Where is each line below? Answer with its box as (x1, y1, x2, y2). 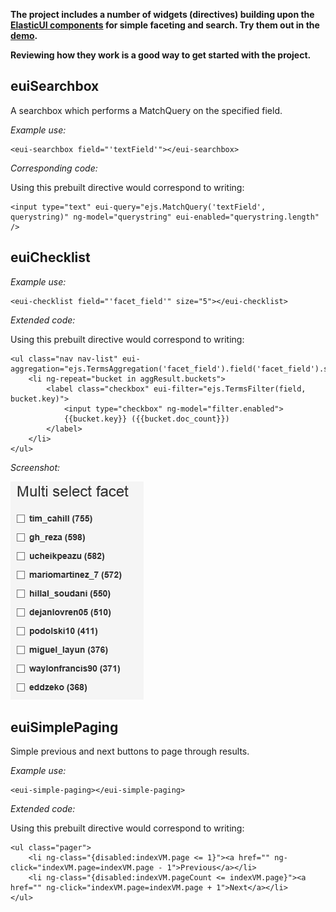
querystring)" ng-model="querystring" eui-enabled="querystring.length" (10, 212, 320, 222)
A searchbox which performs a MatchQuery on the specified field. (10, 104, 283, 116)
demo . (10, 30, 38, 41)
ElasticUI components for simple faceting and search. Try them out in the (10, 19, 320, 31)
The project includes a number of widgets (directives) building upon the (10, 9, 315, 20)
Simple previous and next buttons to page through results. (10, 745, 250, 758)
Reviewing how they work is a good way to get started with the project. (10, 49, 312, 61)
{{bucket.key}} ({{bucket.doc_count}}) (63, 414, 230, 424)
